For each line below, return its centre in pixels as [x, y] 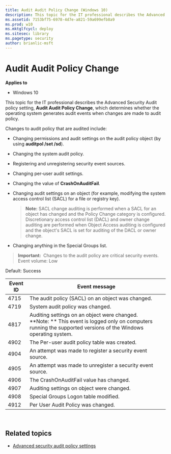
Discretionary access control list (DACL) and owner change [88, 219]
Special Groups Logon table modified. [75, 396]
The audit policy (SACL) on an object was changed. [91, 298]
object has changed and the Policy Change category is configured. [95, 214]
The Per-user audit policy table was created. [83, 342]
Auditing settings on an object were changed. [84, 315]
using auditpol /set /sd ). [38, 144]
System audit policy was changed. [70, 307]
